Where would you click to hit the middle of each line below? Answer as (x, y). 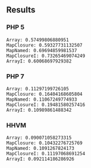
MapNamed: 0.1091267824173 (40, 149)
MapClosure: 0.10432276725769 (45, 143)
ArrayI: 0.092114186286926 (40, 159)
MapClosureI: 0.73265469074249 (46, 56)
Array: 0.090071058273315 (39, 138)
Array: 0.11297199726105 (38, 89)
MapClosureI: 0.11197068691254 (46, 154)
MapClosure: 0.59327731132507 (45, 45)
